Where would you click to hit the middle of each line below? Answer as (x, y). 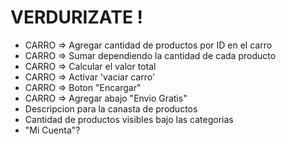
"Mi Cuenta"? (52, 130)
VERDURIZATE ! (77, 17)
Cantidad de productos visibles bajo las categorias (129, 119)
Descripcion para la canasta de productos (111, 108)
